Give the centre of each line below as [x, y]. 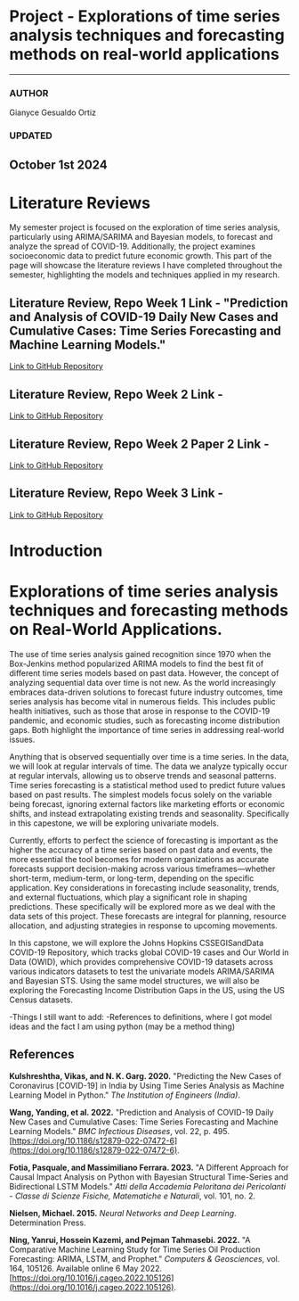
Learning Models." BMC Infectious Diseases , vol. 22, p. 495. [119, 1131]
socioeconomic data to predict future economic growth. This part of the [141, 256]
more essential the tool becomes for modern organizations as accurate [139, 859]
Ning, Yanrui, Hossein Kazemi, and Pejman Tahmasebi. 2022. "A [130, 1239]
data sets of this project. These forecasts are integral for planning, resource [148, 916]
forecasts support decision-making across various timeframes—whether [142, 869]
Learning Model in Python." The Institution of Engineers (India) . [125, 1095]
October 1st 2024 [59, 165]
